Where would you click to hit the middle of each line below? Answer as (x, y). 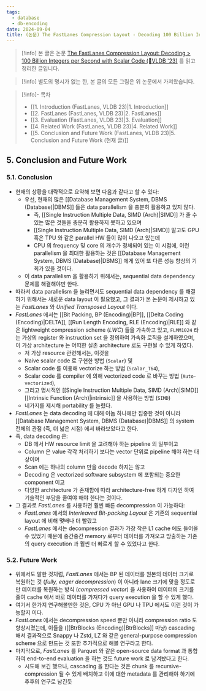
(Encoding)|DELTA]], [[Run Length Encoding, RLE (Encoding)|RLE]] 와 (103, 322)
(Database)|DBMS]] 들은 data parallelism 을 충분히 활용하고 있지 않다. (109, 207)
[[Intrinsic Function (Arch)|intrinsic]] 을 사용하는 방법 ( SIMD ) (97, 397)
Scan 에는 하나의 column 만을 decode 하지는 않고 (85, 467)
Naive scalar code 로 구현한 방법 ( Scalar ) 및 (78, 361)
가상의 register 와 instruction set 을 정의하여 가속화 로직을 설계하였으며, (108, 337)
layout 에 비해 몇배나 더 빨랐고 (60, 520)
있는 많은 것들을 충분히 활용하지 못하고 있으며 (88, 222)
